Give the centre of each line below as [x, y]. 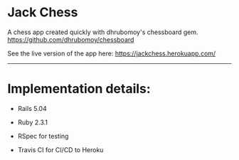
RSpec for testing [43, 136]
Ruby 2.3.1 [33, 122]
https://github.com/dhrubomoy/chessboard [71, 39]
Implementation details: [79, 89]
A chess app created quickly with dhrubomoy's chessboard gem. [103, 32]
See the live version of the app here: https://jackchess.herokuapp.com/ [112, 53]
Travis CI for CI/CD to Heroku [60, 149]
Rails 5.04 [32, 108]
